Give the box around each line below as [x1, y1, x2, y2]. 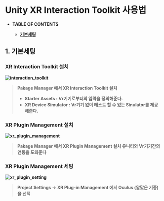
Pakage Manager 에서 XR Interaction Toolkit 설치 [17, 85, 118, 91]
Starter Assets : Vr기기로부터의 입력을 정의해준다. [24, 95, 123, 101]
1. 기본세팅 [5, 47, 36, 56]
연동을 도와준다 [17, 149, 47, 155]
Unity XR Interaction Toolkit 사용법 [5, 4, 147, 16]
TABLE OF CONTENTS [12, 21, 59, 27]
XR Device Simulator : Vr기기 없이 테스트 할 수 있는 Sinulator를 [24, 102, 149, 108]
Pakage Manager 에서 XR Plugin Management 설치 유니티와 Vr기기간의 [17, 143, 160, 149]
